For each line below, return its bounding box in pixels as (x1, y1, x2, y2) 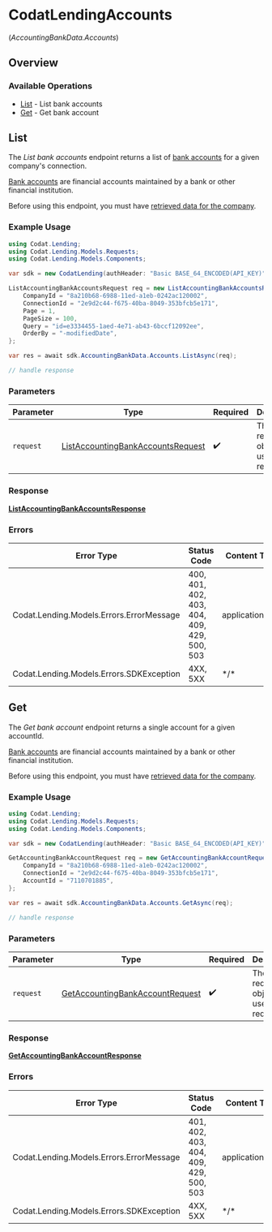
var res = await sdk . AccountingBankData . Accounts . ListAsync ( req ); (8, 351, 237, 360)
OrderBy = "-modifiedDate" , (23, 330, 117, 338)
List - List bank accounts (19, 99, 103, 109)
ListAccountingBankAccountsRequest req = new (8, 284, 164, 293)
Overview (8, 56, 59, 70)
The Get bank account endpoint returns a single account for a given (8, 722, 236, 732)
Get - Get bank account (19, 107, 100, 117)
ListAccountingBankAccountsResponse (8, 503, 147, 513)
